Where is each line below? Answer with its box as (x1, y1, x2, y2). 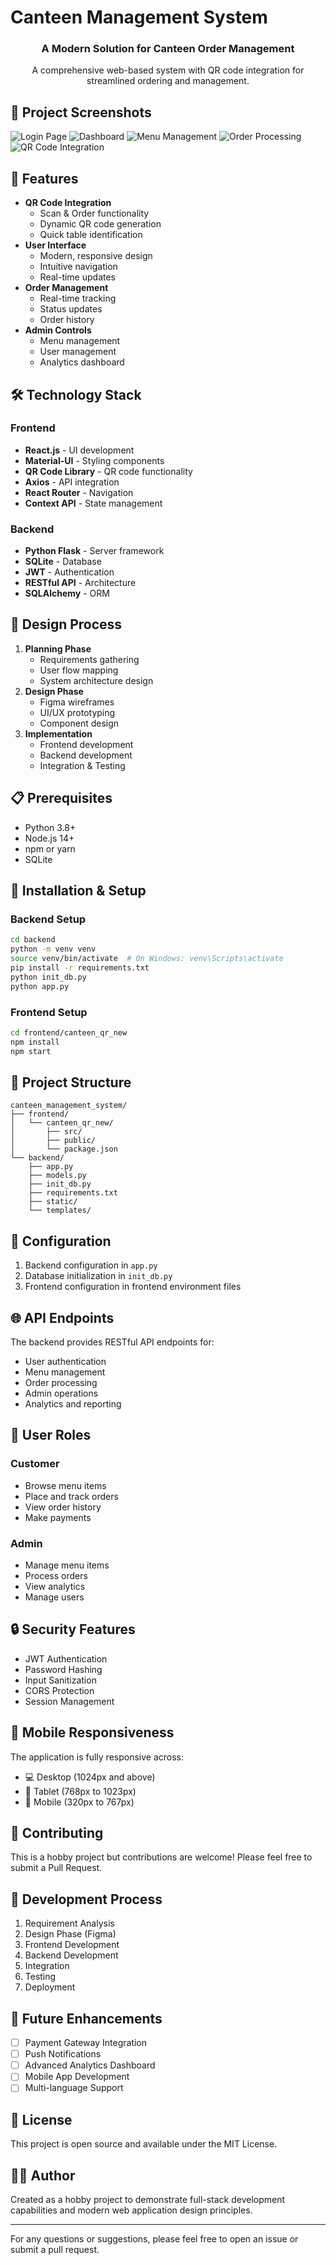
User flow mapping (39, 664, 119, 676)
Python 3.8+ (24, 821, 77, 833)
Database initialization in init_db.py (24, 1270, 173, 1282)
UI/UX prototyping (39, 706, 116, 718)
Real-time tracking (39, 292, 117, 305)
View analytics (24, 1581, 86, 1592)
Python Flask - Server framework (24, 545, 165, 557)
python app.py (10, 981, 70, 991)
